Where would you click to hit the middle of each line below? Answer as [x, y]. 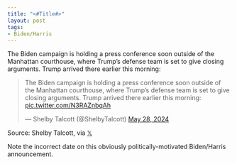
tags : [15, 27]
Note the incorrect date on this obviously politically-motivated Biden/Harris [117, 147]
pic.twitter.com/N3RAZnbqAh [68, 105]
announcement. [30, 154]
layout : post [27, 21]
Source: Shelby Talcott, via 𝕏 [50, 133]
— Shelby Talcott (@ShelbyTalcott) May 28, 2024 [97, 119]
